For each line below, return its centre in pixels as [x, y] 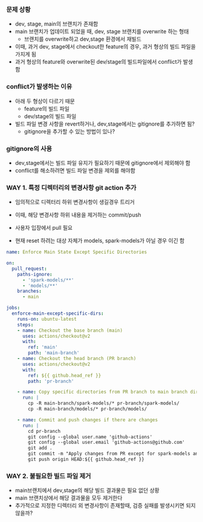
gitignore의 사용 [29, 149]
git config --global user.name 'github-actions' [90, 437]
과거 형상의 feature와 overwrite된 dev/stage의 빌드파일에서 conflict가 [98, 62]
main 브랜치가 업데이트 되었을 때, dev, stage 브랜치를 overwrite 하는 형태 [102, 32]
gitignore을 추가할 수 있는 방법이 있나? [69, 131]
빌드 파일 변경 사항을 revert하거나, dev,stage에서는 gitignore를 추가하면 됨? [105, 124]
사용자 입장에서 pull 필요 [44, 228]
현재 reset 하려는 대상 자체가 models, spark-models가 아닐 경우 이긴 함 [100, 241]
